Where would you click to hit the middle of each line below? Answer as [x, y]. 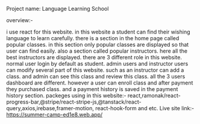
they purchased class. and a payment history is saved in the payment [92, 89]
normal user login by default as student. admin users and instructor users [97, 63]
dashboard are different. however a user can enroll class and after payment [100, 83]
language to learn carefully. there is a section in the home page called [93, 38]
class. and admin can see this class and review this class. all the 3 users [96, 76]
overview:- [20, 20]
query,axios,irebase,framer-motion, [50, 108]
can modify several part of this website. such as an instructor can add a [95, 70]
